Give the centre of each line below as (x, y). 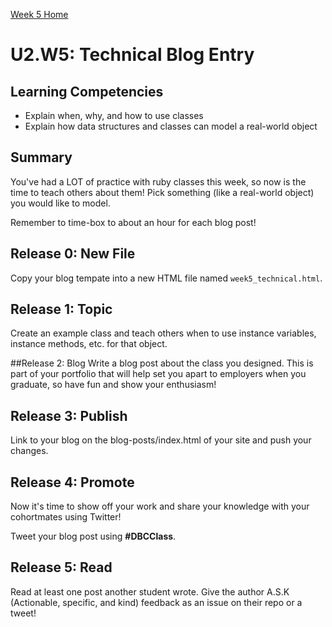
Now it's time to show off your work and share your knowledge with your (160, 506)
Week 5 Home (39, 14)
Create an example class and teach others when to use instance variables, (163, 333)
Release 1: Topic (61, 309)
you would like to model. (60, 203)
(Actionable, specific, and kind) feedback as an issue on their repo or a (156, 602)
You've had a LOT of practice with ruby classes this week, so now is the (158, 181)
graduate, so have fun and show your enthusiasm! (113, 385)
